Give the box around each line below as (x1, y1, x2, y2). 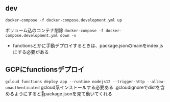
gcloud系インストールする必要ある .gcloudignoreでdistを (40, 84, 161, 90)
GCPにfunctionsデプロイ (5, 65, 85, 74)
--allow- (147, 79, 166, 84)
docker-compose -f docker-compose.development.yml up (5, 17, 123, 22)
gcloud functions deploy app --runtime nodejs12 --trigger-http (5, 79, 145, 84)
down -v (60, 33, 77, 38)
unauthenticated (5, 85, 40, 90)
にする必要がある (12, 48, 49, 55)
